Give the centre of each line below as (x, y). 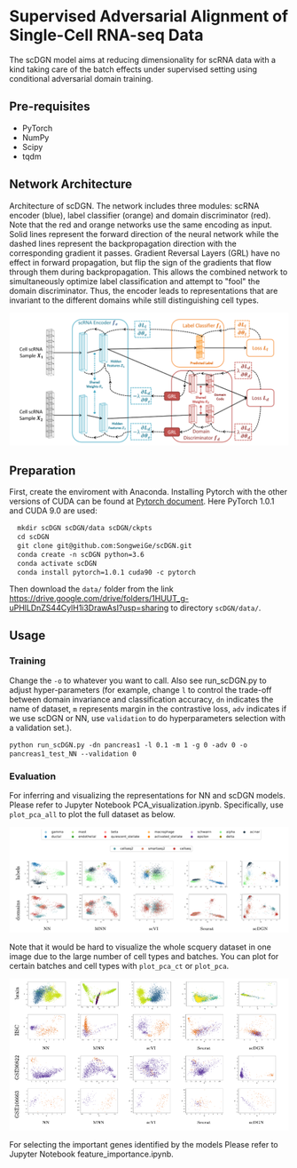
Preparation (43, 470)
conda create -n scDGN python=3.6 (81, 555)
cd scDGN (33, 537)
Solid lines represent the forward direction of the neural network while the (144, 234)
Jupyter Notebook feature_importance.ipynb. (92, 1154)
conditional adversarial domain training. (81, 78)
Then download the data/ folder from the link (92, 589)
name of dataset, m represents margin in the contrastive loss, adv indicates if (148, 709)
